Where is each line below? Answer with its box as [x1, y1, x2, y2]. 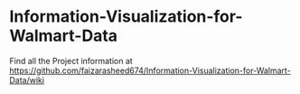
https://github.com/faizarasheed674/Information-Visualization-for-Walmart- [9, 65, 291, 76]
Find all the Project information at [9, 55, 133, 66]
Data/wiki [9, 74, 45, 85]
